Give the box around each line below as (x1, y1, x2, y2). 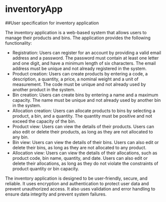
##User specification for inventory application (5, 20, 99, 26)
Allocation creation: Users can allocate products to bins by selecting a (12, 108, 156, 114)
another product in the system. (12, 86, 76, 92)
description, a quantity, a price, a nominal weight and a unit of (12, 76, 139, 82)
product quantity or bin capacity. (12, 165, 79, 172)
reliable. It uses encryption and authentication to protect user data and (5, 180, 149, 187)
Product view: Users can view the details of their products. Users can (12, 123, 155, 130)
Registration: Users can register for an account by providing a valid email (12, 50, 162, 56)
